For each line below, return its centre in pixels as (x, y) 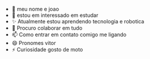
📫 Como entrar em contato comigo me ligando (69, 34)
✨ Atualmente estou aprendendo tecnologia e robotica (78, 21)
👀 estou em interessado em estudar (55, 15)
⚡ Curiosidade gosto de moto (47, 49)
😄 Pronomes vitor (34, 43)
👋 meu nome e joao (35, 9)
